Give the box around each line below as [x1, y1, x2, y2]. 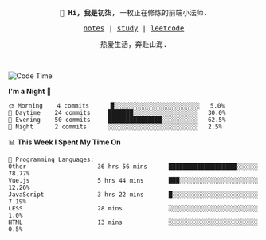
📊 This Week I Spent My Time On [8, 137, 121, 147]
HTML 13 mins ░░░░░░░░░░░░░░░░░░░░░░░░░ [8, 218, 259, 226]
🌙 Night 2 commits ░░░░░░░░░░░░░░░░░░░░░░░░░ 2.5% [8, 123, 223, 131]
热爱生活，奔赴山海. [100, 40, 168, 49]
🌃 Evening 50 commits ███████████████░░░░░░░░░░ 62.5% [8, 116, 226, 124]
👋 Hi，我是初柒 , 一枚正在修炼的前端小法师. [59, 8, 209, 17]
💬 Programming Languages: [8, 155, 94, 163]
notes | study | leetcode [83, 24, 185, 33]
